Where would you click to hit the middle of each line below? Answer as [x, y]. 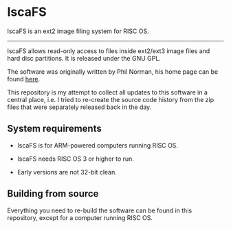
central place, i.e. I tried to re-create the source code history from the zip [111, 99]
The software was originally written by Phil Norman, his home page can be [113, 71]
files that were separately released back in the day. [79, 107]
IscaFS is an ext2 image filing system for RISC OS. [78, 31]
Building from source [53, 194]
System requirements [54, 129]
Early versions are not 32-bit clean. [67, 172]
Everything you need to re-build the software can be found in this [100, 210]
